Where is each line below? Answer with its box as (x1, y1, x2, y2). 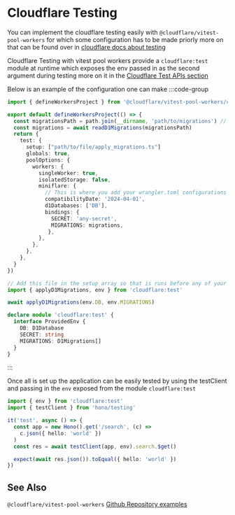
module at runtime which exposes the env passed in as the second (7, 64, 200, 72)
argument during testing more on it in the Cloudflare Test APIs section (7, 71, 208, 80)
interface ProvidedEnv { (13, 318, 86, 325)
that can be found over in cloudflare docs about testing (7, 43, 166, 51)
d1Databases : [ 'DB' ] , (44, 202, 108, 209)
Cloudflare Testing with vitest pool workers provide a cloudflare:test (7, 56, 208, 64)
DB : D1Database (20, 325, 64, 332)
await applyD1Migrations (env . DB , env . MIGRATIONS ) (7, 299, 155, 306)
